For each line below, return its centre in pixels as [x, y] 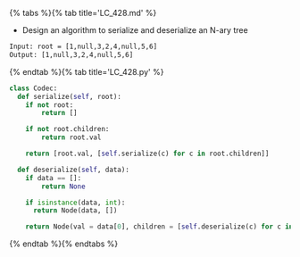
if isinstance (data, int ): [75, 203]
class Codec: [33, 88]
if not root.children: [67, 129]
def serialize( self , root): [70, 96]
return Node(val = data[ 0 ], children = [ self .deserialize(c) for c [153, 227]
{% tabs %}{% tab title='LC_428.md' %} [83, 13]
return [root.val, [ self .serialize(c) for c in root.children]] [147, 153]
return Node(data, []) [75, 211]
